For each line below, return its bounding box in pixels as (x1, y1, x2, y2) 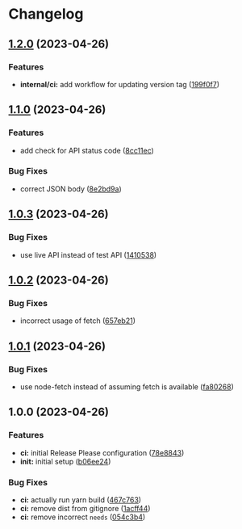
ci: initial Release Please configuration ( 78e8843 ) (19, 447, 185, 457)
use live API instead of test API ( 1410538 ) (19, 250, 157, 259)
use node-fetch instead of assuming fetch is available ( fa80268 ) (19, 381, 234, 392)
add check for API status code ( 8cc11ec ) (19, 145, 155, 155)
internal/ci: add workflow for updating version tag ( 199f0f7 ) (19, 79, 220, 89)
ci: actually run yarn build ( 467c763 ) (19, 494, 142, 505)
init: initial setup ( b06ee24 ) (19, 456, 111, 466)
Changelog (8, 5, 84, 23)
